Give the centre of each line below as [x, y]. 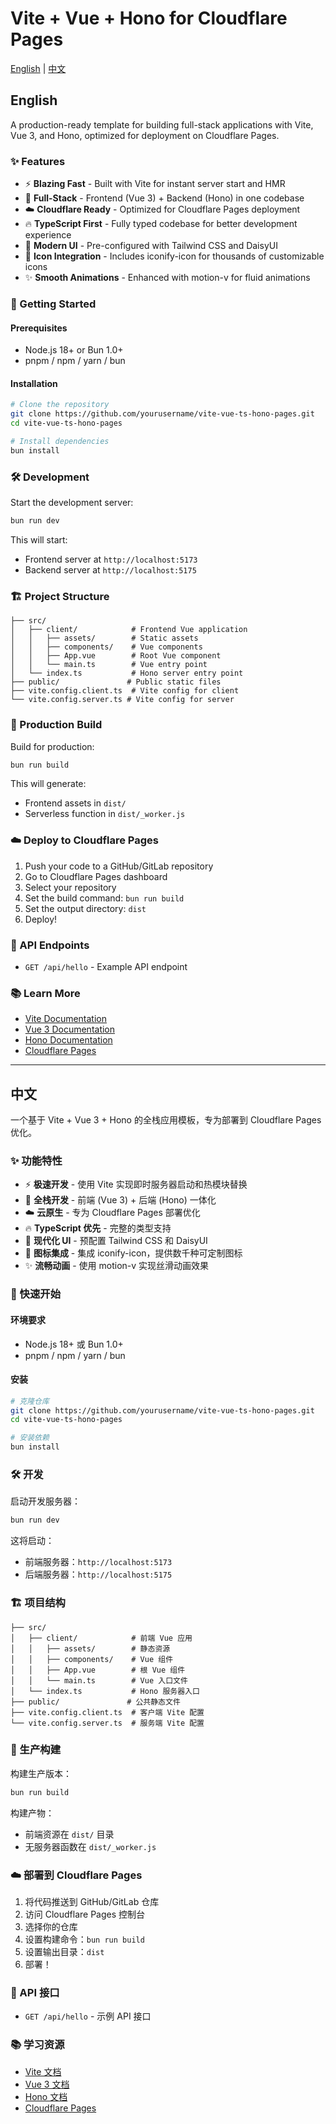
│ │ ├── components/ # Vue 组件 [92, 1659]
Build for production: [52, 746]
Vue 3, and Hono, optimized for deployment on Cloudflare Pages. [145, 135]
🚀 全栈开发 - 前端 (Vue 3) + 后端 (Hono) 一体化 [120, 1200]
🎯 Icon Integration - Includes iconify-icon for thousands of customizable [174, 256]
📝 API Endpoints [50, 945]
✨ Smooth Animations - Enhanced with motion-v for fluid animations [167, 278]
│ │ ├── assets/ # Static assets [104, 638]
